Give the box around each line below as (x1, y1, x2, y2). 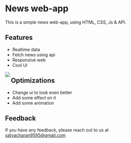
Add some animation (12, 100, 54, 106)
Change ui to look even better (12, 89, 73, 95)
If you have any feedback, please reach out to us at (5, 127, 109, 133)
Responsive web (12, 57, 46, 63)
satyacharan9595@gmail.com (5, 132, 66, 138)
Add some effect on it (12, 94, 56, 101)
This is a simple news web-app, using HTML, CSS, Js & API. (5, 19, 127, 25)
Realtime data (12, 46, 40, 52)
